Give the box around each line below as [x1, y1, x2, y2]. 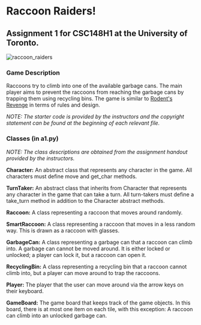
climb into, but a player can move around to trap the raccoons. [6, 269, 160, 276]
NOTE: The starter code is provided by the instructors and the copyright [6, 113, 184, 120]
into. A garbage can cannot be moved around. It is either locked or [6, 245, 171, 252]
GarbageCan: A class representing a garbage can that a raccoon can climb [6, 238, 193, 246]
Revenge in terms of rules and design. [6, 101, 100, 109]
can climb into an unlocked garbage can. [6, 312, 107, 319]
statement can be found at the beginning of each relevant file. [6, 119, 160, 127]
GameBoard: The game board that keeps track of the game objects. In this [6, 299, 191, 306]
